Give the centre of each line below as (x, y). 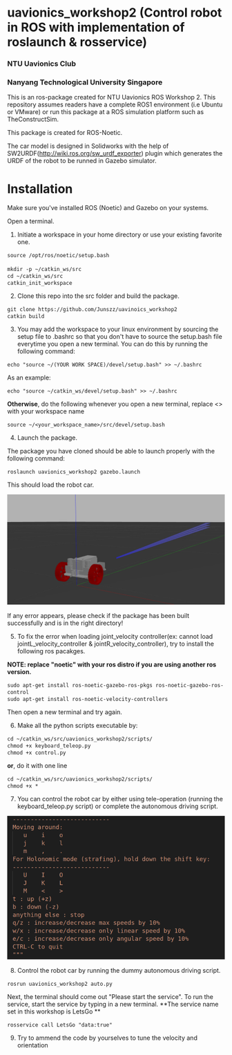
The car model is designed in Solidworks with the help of (88, 146)
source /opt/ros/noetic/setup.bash (58, 256)
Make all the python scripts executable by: (77, 726)
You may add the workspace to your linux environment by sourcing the (118, 329)
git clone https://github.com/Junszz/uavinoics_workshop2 (92, 310)
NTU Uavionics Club (42, 64)
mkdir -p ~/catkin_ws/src (44, 270)
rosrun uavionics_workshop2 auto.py (60, 984)
